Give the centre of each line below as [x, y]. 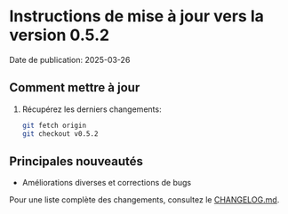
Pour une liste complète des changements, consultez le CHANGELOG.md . [144, 200]
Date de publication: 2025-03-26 [70, 59]
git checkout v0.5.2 [60, 134]
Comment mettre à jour [75, 87]
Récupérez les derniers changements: [92, 109]
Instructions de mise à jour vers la [137, 16]
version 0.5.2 [59, 35]
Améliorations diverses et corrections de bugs [107, 183]
